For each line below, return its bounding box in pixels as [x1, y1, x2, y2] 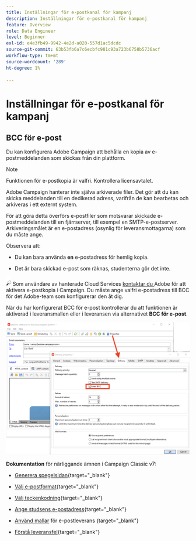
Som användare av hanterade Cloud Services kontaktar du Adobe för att [12, 280, 186, 287]
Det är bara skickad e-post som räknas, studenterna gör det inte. [14, 265, 171, 272]
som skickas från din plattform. [51, 155, 125, 162]
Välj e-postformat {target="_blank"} [14, 483, 99, 490]
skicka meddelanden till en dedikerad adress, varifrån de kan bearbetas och [6, 195, 189, 202]
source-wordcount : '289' [6, 59, 66, 64]
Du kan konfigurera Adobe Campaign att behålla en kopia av [6, 148, 151, 155]
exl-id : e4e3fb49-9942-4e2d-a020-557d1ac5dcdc [6, 40, 121, 46]
